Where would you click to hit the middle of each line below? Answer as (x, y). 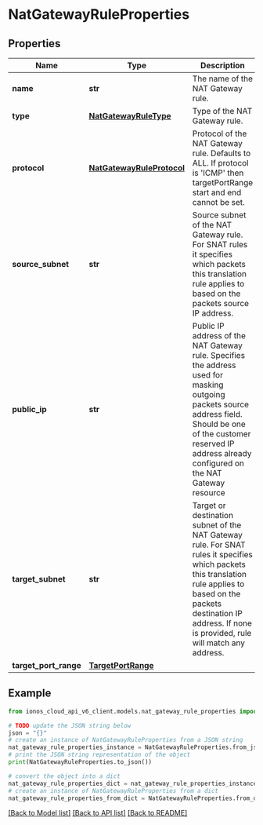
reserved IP (213, 444)
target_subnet (39, 579)
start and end (217, 192)
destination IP (217, 613)
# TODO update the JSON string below (70, 725)
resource (209, 493)
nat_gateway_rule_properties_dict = (68, 783)
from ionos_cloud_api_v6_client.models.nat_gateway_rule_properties (122, 711)
